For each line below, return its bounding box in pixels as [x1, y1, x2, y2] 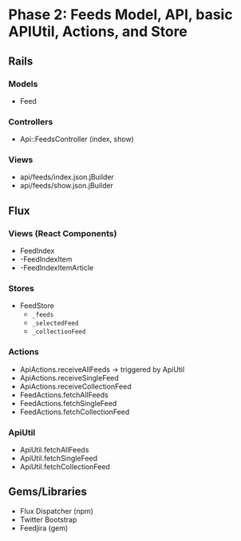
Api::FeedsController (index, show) [19, 134, 134, 144]
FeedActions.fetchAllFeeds [19, 389, 109, 400]
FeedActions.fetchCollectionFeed [19, 407, 130, 417]
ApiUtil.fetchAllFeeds [19, 445, 89, 455]
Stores [8, 283, 34, 294]
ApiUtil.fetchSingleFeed [19, 453, 98, 464]
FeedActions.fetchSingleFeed [19, 398, 117, 408]
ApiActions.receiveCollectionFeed [19, 381, 132, 391]
